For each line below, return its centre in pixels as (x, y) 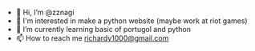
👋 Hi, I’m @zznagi (45, 12)
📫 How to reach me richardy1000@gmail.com (92, 38)
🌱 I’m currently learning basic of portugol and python (103, 29)
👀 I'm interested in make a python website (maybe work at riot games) (132, 21)
